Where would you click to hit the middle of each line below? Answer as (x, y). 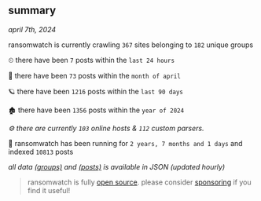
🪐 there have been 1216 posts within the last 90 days (96, 91)
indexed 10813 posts (41, 152)
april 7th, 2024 (32, 29)
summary (32, 11)
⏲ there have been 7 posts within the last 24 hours (92, 60)
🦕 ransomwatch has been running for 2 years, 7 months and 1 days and (125, 143)
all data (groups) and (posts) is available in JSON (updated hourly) (117, 166)
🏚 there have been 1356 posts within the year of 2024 (96, 110)
